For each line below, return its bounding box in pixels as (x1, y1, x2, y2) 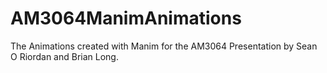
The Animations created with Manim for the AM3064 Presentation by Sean (10, 40, 318, 52)
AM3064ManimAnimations (10, 7, 242, 30)
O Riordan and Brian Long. (10, 50, 119, 62)
